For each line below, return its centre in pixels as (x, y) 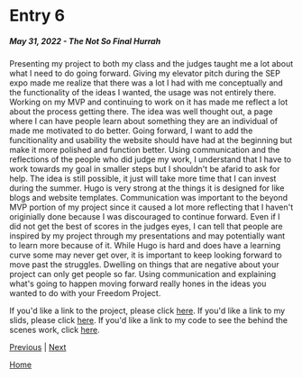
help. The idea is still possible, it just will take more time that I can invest (143, 179)
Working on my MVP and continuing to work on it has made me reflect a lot (149, 102)
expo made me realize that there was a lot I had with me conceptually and (146, 83)
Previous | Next (38, 347)
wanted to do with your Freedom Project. (85, 293)
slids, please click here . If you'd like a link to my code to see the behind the (149, 320)
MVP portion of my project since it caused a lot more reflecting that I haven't (151, 207)
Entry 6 (37, 16)
